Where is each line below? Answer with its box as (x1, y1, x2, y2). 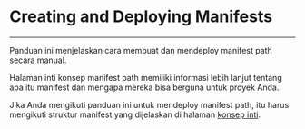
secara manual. (9, 55, 67, 65)
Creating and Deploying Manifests (9, 6, 273, 27)
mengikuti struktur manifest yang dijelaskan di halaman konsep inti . (9, 109, 261, 120)
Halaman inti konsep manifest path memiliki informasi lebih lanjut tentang (9, 72, 283, 83)
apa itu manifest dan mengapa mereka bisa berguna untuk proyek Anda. (9, 82, 280, 93)
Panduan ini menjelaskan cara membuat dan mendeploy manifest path (9, 45, 272, 55)
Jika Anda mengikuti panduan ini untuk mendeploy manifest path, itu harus (9, 99, 290, 110)
